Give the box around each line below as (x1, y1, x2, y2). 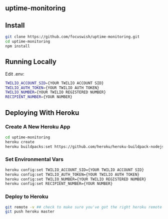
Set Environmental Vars (5, 156, 64, 163)
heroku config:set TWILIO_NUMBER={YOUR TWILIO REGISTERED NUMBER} (5, 176, 146, 182)
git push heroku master (5, 209, 55, 214)
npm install (5, 44, 30, 49)
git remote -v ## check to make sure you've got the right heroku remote (5, 204, 162, 209)
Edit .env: (5, 71, 25, 77)
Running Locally (5, 58, 56, 66)
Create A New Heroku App (5, 123, 70, 130)
